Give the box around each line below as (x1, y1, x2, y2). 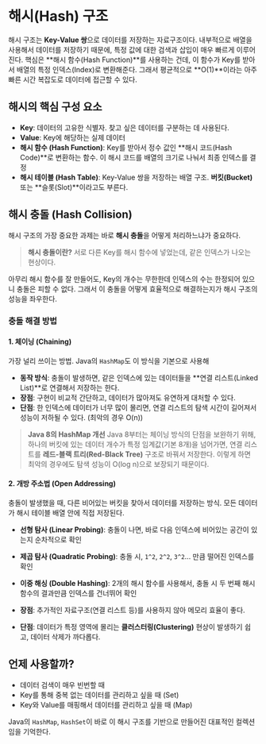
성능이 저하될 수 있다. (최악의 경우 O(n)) (19, 412, 144, 422)
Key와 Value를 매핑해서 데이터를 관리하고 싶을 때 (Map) (19, 700, 193, 709)
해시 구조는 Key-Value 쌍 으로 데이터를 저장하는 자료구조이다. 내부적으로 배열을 (8, 35, 253, 44)
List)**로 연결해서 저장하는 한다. (19, 383, 120, 392)
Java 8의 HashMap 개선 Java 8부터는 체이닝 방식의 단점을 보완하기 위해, (27, 430, 256, 439)
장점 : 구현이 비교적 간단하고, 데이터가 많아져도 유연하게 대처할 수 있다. (19, 392, 236, 402)
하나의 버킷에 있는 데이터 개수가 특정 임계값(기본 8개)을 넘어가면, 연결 (27, 439, 243, 449)
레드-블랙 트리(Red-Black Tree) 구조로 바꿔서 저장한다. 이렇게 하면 (42, 449, 252, 459)
